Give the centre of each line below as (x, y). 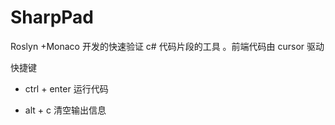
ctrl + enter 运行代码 (66, 88)
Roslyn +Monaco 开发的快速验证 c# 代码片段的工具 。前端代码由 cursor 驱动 (167, 46)
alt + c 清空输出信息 (65, 110)
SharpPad (52, 17)
